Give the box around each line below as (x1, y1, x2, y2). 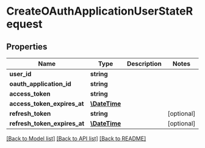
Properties (6, 41, 48, 52)
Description (127, 60, 162, 68)
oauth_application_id (9, 80, 71, 88)
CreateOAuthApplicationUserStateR (6, 4, 193, 18)
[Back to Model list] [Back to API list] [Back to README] (6, 135, 146, 142)
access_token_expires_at (9, 99, 84, 108)
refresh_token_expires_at (9, 119, 85, 127)
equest (6, 17, 43, 31)
